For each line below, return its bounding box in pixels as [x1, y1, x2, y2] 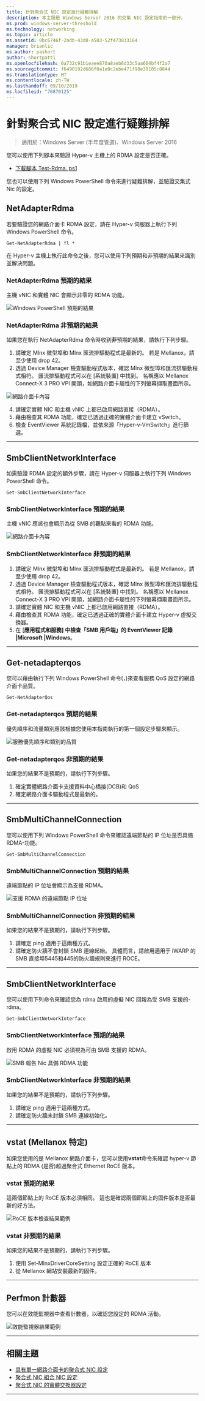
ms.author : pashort [6, 49, 56, 55]
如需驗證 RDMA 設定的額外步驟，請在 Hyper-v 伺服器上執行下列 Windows [6, 470, 192, 477]
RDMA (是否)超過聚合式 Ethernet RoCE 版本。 [23, 1162, 138, 1169]
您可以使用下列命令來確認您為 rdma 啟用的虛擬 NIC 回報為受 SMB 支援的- [6, 996, 191, 1003]
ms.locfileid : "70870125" [6, 89, 72, 95]
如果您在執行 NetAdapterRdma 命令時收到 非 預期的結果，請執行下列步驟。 [6, 336, 192, 344]
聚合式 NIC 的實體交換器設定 [15, 1381, 87, 1388]
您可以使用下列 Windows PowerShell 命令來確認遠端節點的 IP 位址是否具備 [6, 831, 193, 839]
